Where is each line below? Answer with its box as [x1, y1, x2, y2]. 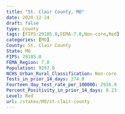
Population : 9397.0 [6, 65, 55, 71]
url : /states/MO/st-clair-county [6, 98, 90, 104]
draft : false [6, 20, 39, 26]
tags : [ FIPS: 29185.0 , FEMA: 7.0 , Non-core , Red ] [6, 31, 120, 37]
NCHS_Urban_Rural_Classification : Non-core [6, 71, 117, 77]
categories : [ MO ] [6, 37, 50, 43]
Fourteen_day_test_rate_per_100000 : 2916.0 [6, 82, 117, 88]
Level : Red [6, 93, 34, 99]
